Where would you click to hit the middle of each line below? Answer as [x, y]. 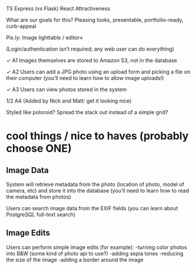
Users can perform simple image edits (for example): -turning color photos [97, 247]
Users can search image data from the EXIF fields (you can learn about [92, 208]
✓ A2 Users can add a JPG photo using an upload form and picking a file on [98, 72]
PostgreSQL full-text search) [41, 215]
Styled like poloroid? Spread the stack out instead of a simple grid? [87, 112]
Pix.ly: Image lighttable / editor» [45, 37]
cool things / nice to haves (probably [97, 136]
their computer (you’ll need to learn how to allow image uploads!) [85, 78]
